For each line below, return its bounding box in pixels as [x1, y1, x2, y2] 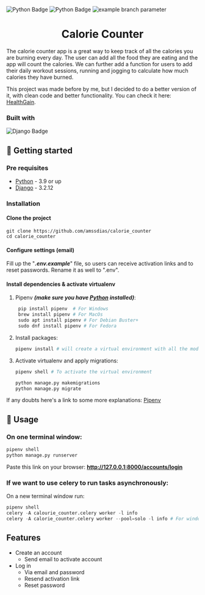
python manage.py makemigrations [15, 380, 101, 386]
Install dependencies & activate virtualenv [6, 280, 116, 288]
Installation [6, 199, 41, 208]
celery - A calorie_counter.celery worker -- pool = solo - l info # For [6, 515, 184, 522]
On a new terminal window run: [6, 493, 85, 500]
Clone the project [6, 214, 51, 222]
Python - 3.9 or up [15, 178, 62, 185]
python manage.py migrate [15, 386, 81, 392]
